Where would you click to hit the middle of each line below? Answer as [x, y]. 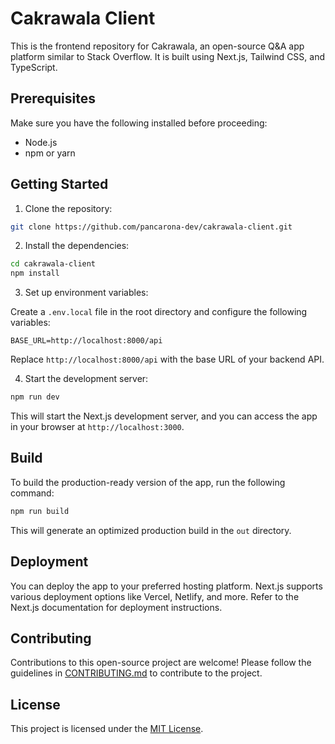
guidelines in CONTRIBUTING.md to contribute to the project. [136, 673]
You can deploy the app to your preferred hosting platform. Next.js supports [166, 586]
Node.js [41, 142]
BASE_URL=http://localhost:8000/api [86, 341]
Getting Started [59, 184]
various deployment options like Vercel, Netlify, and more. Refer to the [155, 596]
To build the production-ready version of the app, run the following [148, 482]
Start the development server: [86, 379]
